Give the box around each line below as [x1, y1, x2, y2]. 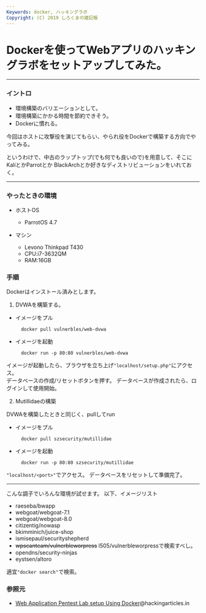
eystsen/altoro [15, 555, 52, 563]
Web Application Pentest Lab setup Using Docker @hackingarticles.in [15, 599, 190, 607]
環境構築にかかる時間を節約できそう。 [15, 112, 112, 120]
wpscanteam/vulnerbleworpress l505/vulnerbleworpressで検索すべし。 [15, 542, 196, 549]
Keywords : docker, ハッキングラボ [6, 9, 88, 15]
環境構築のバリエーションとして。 [15, 104, 101, 112]
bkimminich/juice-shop [15, 528, 74, 536]
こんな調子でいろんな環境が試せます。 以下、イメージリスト [6, 490, 158, 497]
